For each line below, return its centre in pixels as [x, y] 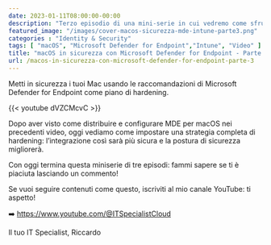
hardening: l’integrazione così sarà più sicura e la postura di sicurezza [124, 140]
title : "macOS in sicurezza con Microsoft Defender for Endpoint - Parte [135, 53]
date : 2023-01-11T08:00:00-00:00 [65, 16]
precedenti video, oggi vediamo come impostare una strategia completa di [132, 132]
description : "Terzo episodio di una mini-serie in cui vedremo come [128, 23]
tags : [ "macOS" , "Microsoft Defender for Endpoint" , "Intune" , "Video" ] [135, 46]
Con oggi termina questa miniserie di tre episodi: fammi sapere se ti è [124, 164]
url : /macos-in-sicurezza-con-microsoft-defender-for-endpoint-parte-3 [131, 61]
